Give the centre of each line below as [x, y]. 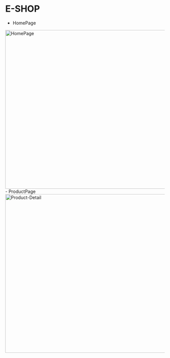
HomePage [24, 23]
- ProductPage [20, 191]
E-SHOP [23, 9]
